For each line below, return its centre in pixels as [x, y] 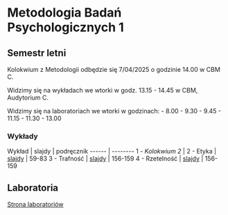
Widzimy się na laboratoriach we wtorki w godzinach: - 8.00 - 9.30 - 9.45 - [114, 111]
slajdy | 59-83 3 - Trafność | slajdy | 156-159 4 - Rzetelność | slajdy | [105, 159]
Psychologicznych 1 [66, 27]
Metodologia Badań [64, 13]
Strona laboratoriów [35, 205]
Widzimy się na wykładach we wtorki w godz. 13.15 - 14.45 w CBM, [103, 90]
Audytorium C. [28, 97]
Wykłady [23, 136]
